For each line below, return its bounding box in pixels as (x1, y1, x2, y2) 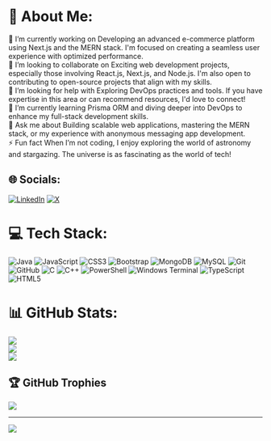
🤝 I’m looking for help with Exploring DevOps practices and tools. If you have (8, 85, 263, 95)
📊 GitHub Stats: (8, 303, 119, 322)
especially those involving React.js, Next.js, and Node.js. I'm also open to (8, 68, 252, 78)
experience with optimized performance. (8, 51, 144, 61)
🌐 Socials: (8, 173, 61, 187)
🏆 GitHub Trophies (8, 376, 107, 390)
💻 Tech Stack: (8, 224, 108, 242)
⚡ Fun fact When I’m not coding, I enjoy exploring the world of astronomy (8, 138, 252, 147)
